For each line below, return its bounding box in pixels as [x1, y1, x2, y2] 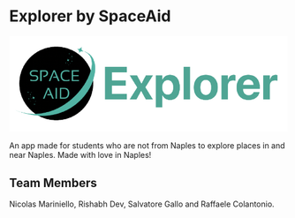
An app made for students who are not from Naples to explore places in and [9, 140, 285, 151]
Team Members [9, 175, 97, 191]
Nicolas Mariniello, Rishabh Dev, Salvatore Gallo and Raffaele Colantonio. [9, 199, 276, 209]
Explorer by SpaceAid [9, 6, 171, 26]
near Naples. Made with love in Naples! [9, 150, 152, 161]
